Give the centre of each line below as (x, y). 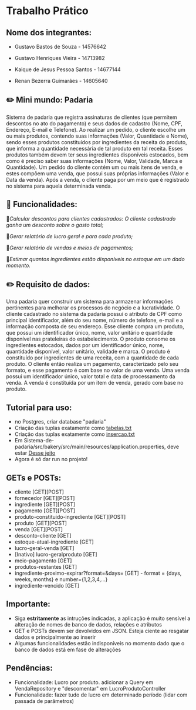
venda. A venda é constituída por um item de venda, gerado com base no (95, 383)
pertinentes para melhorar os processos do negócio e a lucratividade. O (93, 308)
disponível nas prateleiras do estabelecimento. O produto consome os (91, 339)
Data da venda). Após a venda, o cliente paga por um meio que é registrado (98, 179)
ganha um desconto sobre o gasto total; (55, 225)
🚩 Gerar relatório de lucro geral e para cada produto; (70, 236)
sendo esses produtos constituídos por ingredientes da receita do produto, (97, 142)
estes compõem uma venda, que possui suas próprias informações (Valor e (97, 173)
